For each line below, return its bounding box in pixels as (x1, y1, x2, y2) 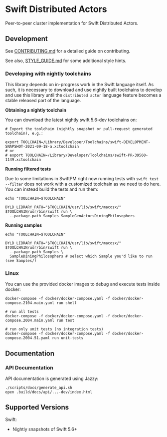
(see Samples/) (5, 258, 37, 263)
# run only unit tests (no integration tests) (5, 327, 104, 332)
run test (56, 318, 75, 323)
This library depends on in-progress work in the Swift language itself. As (5, 82, 154, 88)
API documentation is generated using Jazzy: (5, 375, 99, 381)
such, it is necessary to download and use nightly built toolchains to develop (5, 87, 162, 93)
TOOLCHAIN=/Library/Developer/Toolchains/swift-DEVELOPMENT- (20, 140, 151, 145)
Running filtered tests (5, 166, 51, 172)
